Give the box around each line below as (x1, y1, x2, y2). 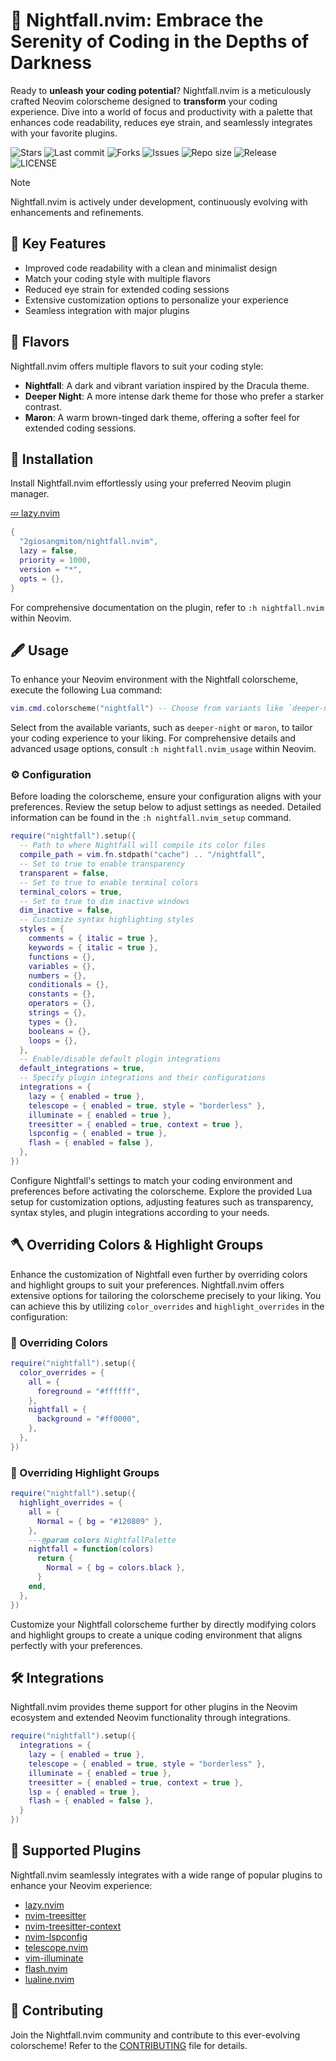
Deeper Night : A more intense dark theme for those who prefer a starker (24, 390, 325, 402)
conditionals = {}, (28, 980, 110, 990)
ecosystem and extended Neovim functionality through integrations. (10, 1712, 291, 1724)
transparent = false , (19, 868, 110, 878)
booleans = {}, (28, 1026, 92, 1036)
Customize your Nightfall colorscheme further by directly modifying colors (10, 1618, 317, 1630)
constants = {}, (28, 989, 97, 999)
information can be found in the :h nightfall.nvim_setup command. (10, 812, 292, 824)
